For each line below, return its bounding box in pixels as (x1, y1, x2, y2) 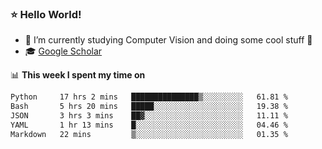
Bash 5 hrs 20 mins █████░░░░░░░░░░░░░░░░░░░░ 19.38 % (10, 102, 288, 112)
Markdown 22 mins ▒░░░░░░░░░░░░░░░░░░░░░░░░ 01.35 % (10, 129, 288, 139)
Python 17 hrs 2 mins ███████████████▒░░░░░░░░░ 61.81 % (10, 92, 288, 102)
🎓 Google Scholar (24, 45, 103, 57)
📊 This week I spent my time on (10, 69, 146, 81)
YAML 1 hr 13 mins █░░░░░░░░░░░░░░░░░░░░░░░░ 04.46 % (10, 120, 288, 130)
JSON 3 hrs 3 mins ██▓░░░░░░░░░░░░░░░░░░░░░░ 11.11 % (10, 111, 288, 121)
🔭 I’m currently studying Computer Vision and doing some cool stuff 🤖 (24, 34, 313, 46)
